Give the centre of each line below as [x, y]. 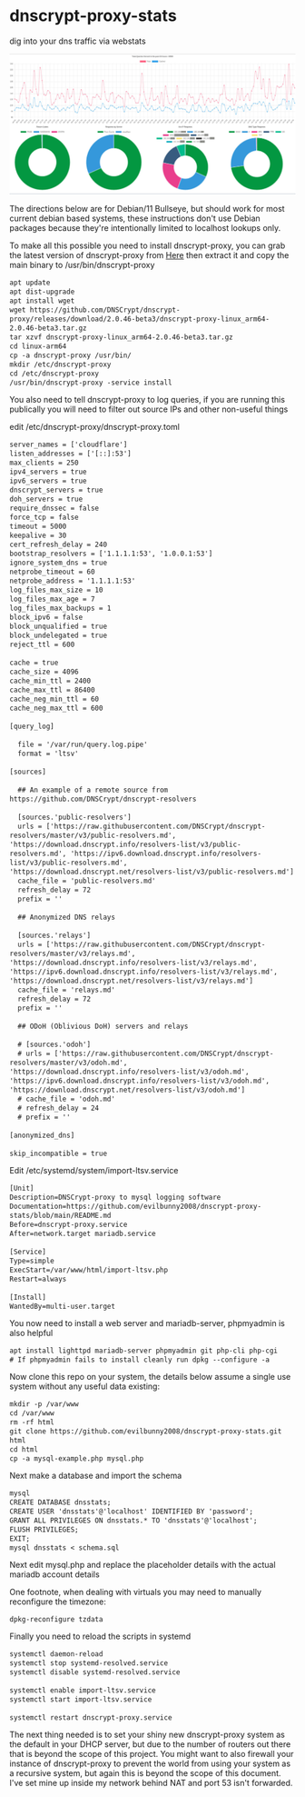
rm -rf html [32, 1422]
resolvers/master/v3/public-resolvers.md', [93, 835]
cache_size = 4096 [44, 672]
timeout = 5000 [38, 526]
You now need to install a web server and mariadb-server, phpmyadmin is [148, 1323]
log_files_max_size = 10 [56, 590]
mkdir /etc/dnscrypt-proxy [60, 364]
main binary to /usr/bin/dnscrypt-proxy [82, 265]
